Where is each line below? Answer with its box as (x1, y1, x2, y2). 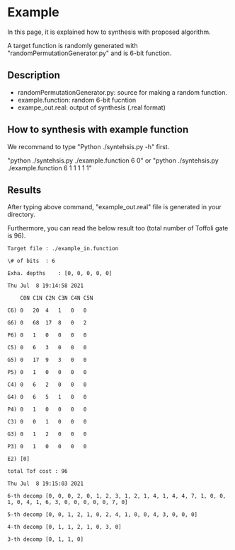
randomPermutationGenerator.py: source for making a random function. (17, 88, 228, 96)
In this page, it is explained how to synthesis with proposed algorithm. (7, 28, 211, 36)
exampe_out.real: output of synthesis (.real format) (17, 103, 166, 112)
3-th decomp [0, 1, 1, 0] (7, 536, 84, 543)
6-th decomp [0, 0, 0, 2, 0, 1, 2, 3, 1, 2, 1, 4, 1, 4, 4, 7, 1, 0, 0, (7, 493, 227, 500)
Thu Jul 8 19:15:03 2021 (7, 480, 84, 488)
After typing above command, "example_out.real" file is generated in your (7, 203, 222, 211)
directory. (7, 210, 35, 219)
